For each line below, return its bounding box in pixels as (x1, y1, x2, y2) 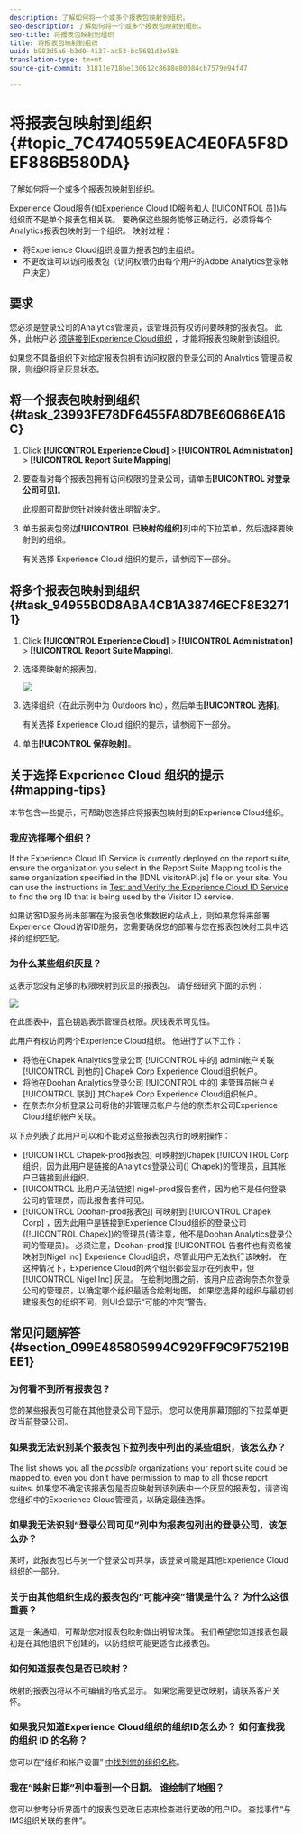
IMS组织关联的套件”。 (9, 1815, 91, 1826)
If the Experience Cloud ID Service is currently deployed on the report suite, (9, 853, 291, 864)
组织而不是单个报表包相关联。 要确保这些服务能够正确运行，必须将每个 (9, 213, 272, 224)
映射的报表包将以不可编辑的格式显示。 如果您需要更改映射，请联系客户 (9, 1685, 272, 1696)
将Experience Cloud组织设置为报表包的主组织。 (22, 244, 200, 255)
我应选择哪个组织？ (9, 832, 93, 844)
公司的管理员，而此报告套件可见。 (22, 1194, 150, 1205)
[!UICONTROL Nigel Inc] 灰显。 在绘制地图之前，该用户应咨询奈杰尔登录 (22, 1274, 291, 1284)
